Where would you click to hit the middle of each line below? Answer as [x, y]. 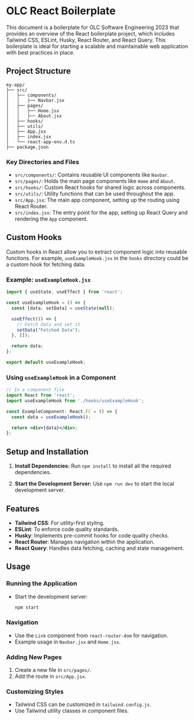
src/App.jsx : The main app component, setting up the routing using [97, 200]
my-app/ [16, 85]
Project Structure [38, 71]
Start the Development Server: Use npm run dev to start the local [94, 484]
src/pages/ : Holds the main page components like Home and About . [95, 181]
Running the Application [42, 584]
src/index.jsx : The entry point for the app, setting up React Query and [101, 213]
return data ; [28, 346]
